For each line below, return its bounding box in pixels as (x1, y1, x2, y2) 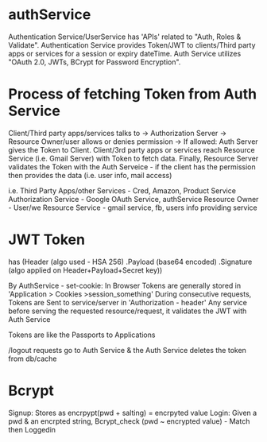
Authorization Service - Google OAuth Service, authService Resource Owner (8, 194, 259, 204)
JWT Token (8, 231, 86, 249)
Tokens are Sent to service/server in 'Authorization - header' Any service (8, 297, 248, 307)
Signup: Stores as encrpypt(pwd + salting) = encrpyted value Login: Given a (8, 408, 257, 417)
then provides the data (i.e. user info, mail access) (8, 170, 172, 180)
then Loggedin (8, 425, 56, 434)
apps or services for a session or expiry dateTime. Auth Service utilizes (8, 48, 242, 58)
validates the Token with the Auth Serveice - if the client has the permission (8, 161, 256, 172)
